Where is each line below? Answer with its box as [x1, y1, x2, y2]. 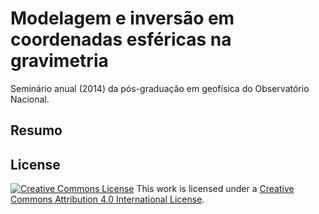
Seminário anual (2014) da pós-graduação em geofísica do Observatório [10, 82, 310, 94]
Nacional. [10, 93, 50, 105]
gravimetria [10, 50, 109, 72]
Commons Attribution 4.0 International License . [10, 193, 205, 206]
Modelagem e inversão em [10, 7, 235, 30]
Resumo [10, 122, 63, 139]
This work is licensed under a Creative [136, 183, 295, 195]
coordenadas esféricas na [10, 28, 232, 51]
